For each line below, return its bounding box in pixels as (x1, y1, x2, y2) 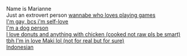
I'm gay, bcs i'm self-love (6, 18, 69, 25)
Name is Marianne (6, 5, 52, 12)
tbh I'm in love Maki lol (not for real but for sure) (6, 37, 124, 44)
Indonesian (6, 43, 34, 51)
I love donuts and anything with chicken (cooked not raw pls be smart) (6, 31, 181, 38)
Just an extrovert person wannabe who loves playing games (6, 11, 156, 19)
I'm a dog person (6, 24, 49, 31)
